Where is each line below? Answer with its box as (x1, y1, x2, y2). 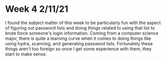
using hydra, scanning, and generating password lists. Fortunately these (5, 40, 153, 46)
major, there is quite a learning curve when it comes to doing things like (5, 35, 152, 41)
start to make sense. (5, 51, 47, 57)
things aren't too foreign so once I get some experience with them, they (5, 46, 152, 52)
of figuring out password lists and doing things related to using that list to (5, 25, 155, 30)
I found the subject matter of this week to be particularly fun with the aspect (5, 20, 161, 26)
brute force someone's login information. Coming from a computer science (5, 30, 159, 36)
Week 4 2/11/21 (5, 3, 69, 15)
